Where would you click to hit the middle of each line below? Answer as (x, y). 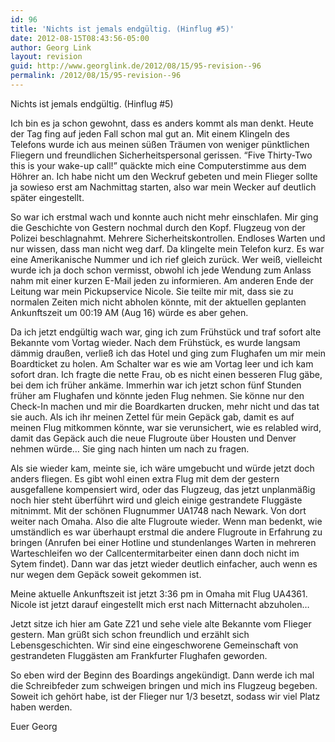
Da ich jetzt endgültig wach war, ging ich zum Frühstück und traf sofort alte (166, 332)
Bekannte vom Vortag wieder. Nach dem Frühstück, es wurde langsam (155, 342)
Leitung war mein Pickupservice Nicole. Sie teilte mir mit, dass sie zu (152, 291)
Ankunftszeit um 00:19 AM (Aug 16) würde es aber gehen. (129, 312)
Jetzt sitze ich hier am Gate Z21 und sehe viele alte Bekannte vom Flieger (161, 623)
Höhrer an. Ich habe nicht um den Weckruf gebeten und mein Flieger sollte (164, 176)
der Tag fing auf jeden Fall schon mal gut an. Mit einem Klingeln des (150, 133)
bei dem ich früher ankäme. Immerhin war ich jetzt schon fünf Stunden (156, 385)
